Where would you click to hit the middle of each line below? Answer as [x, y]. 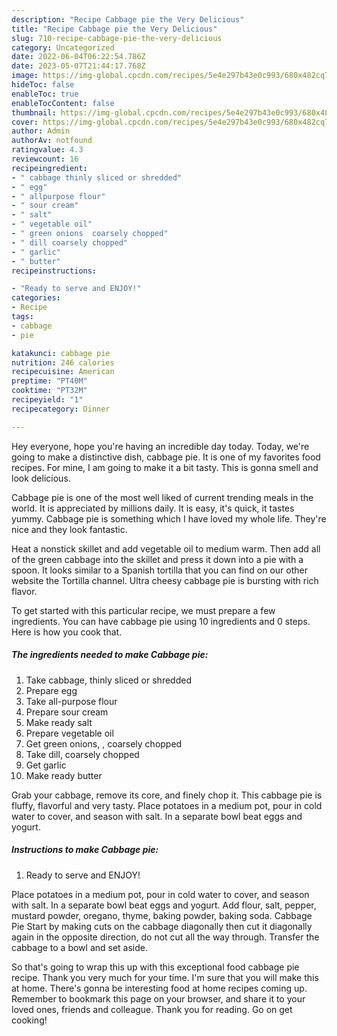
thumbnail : [34, 112]
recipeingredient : [49, 168]
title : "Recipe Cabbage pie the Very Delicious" [114, 29]
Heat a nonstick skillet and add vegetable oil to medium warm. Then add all [166, 548]
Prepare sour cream [67, 712]
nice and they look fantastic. [69, 529]
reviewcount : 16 [45, 159]
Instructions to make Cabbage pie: [85, 850]
